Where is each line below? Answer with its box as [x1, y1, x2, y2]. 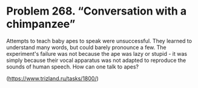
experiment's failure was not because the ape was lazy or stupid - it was [6, 50, 188, 57]
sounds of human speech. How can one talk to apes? [6, 63, 139, 70]
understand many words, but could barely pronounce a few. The [6, 44, 167, 51]
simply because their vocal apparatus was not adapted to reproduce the [6, 56, 186, 64]
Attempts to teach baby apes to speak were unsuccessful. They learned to [6, 37, 193, 44]
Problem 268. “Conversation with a [6, 4, 187, 18]
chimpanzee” [6, 17, 76, 31]
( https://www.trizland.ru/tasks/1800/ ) [6, 75, 99, 82]
